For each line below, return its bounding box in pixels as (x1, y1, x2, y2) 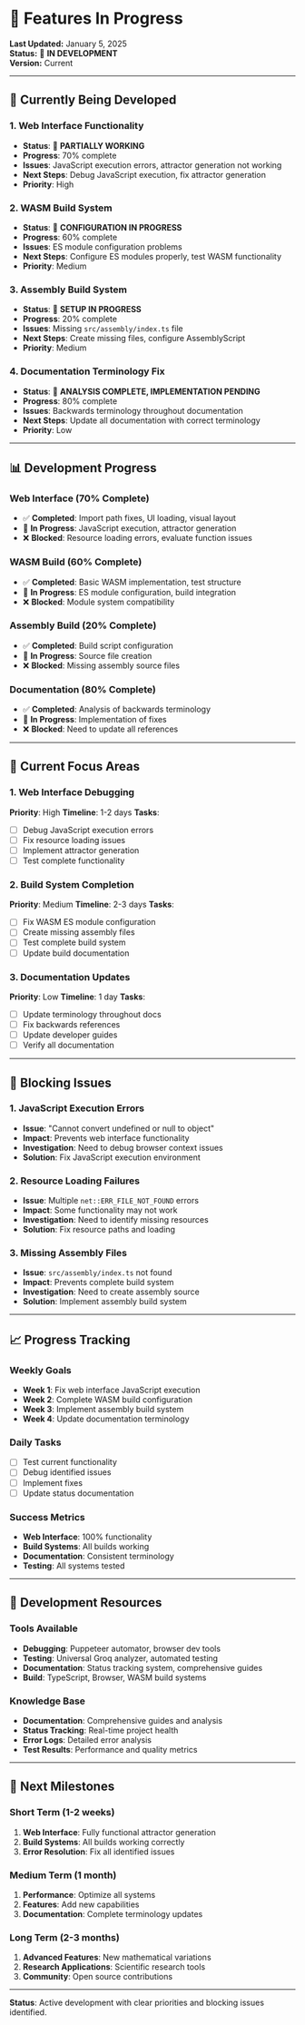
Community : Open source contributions (22, 1971, 173, 1982)
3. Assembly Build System (9, 283, 128, 296)
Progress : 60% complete (22, 231, 118, 242)
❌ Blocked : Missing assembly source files (22, 660, 180, 671)
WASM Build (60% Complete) (9, 555, 143, 568)
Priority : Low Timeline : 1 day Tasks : (9, 991, 145, 1002)
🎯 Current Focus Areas (9, 759, 141, 774)
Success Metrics (9, 1510, 86, 1523)
